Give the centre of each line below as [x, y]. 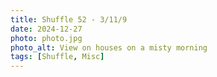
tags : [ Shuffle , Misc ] [57, 57]
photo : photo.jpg [46, 38]
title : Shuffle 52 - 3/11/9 [69, 19]
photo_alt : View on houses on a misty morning [109, 47]
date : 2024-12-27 [46, 29]
